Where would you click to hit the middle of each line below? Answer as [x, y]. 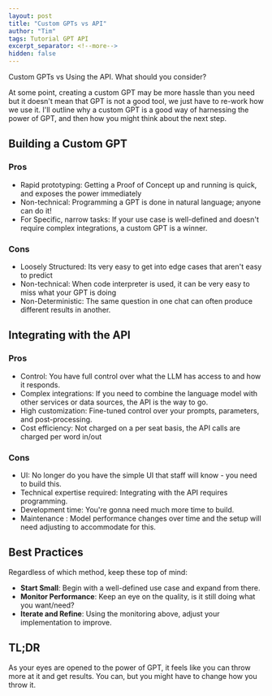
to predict [36, 275]
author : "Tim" [32, 31]
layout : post [30, 16]
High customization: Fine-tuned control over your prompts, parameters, [140, 410]
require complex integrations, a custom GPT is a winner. [114, 227]
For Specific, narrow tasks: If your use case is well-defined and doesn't [140, 219]
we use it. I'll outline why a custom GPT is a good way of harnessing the [129, 110]
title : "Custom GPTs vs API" [58, 24]
